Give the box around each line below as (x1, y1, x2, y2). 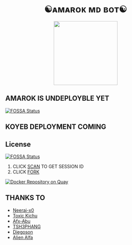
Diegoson (12, 229, 33, 235)
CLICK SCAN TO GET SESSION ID (12, 163, 84, 169)
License (5, 140, 31, 148)
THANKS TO (5, 193, 45, 202)
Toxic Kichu (12, 212, 38, 218)
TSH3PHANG (12, 223, 41, 230)
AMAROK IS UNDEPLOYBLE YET (5, 94, 110, 103)
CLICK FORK (12, 169, 40, 175)
